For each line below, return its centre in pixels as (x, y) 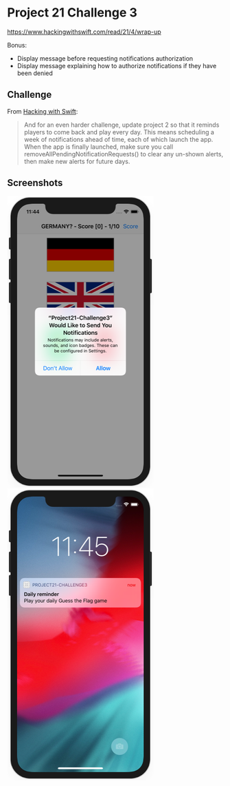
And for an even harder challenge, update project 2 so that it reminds (122, 125)
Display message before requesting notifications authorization (105, 58)
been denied (35, 73)
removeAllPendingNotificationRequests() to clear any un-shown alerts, (124, 154)
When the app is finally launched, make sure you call (99, 147)
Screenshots (35, 183)
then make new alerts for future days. (77, 161)
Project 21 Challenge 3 (72, 13)
